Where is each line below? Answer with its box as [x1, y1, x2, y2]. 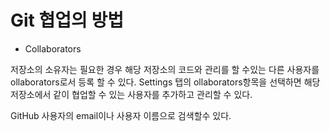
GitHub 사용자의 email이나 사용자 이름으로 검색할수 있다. [10, 109, 232, 121]
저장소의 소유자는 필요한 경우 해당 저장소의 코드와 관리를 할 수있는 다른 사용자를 [10, 63, 320, 75]
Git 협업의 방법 [10, 9, 124, 32]
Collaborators [24, 42, 82, 55]
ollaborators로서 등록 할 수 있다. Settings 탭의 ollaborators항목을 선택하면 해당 [10, 76, 321, 88]
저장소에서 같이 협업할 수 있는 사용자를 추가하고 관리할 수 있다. [10, 88, 253, 100]
